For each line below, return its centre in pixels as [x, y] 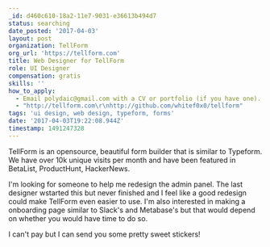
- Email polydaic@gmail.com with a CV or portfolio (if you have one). [139, 98]
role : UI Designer [39, 69]
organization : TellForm [48, 46]
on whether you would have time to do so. [78, 218]
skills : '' [27, 83]
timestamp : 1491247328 [46, 128]
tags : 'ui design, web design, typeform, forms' [91, 114]
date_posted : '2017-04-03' [54, 31]
